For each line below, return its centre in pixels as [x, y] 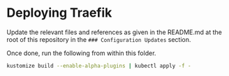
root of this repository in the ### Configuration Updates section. [99, 39]
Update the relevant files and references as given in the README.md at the [114, 32]
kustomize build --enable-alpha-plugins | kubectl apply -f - [99, 66]
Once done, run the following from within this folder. [81, 53]
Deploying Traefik [59, 13]
